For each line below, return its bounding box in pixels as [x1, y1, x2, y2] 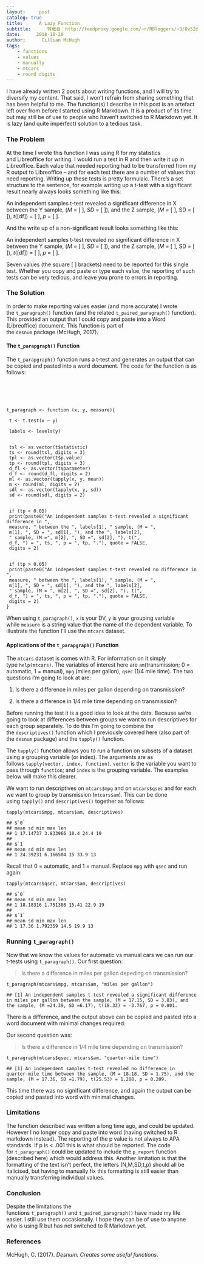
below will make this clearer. [6, 773, 77, 780]
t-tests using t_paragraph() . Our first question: [6, 958, 123, 965]
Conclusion [6, 1189, 41, 1197]
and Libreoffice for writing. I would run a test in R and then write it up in [6, 156, 184, 163]
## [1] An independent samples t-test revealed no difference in [6, 1065, 175, 1071]
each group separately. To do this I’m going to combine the [6, 723, 154, 730]
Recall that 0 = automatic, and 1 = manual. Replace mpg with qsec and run [6, 862, 188, 870]
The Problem [6, 135, 46, 143]
